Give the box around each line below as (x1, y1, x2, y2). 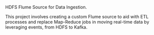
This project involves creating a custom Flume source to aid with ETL (5, 14, 149, 19)
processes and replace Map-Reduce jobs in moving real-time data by (5, 19, 149, 25)
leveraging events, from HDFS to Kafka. (5, 24, 87, 30)
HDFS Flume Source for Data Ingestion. (5, 4, 87, 10)
